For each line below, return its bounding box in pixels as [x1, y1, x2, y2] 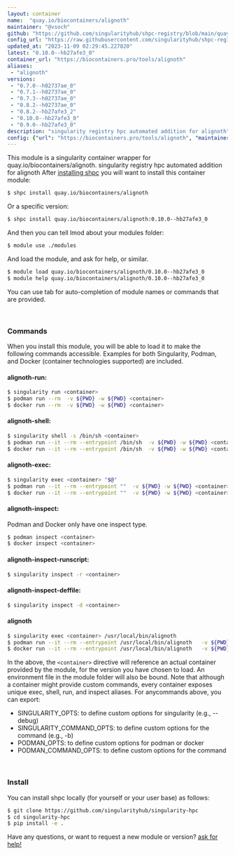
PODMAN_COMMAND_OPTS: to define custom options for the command [17, 746, 227, 755]
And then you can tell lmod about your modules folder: [7, 229, 164, 237]
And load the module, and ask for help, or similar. [7, 254, 149, 263]
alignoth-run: [7, 373, 48, 381]
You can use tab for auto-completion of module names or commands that [7, 287, 219, 296]
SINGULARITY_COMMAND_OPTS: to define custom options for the [17, 724, 210, 732]
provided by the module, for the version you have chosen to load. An [7, 665, 205, 674]
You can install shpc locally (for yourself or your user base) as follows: [7, 793, 210, 802]
